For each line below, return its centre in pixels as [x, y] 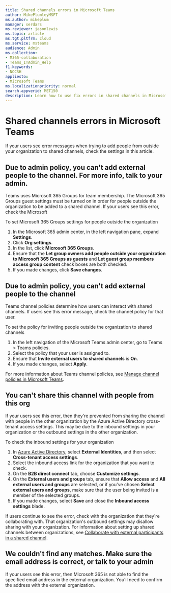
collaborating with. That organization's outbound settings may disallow [79, 521]
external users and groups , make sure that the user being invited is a [85, 490]
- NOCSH [13, 72]
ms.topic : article [25, 34]
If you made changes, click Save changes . [58, 270]
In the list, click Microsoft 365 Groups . [53, 248]
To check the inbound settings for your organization [60, 442]
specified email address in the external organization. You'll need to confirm [84, 579]
